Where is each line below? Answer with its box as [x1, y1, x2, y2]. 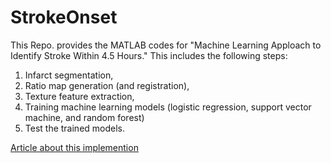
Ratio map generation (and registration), [24, 79, 190, 91]
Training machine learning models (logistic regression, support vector [24, 101, 312, 113]
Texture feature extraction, [24, 90, 135, 102]
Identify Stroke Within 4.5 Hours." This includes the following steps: [10, 49, 288, 61]
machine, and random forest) [24, 111, 145, 123]
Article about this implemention [10, 141, 139, 153]
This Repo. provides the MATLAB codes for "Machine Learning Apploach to [10, 39, 322, 51]
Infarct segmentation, [24, 69, 114, 81]
